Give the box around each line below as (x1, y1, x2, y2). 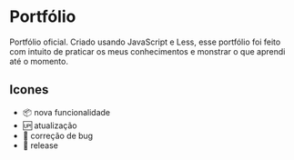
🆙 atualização (22, 120, 77, 131)
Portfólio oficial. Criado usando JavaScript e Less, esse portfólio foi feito (9, 36, 281, 47)
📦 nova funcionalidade (22, 106, 111, 117)
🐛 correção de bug (22, 130, 94, 141)
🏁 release (22, 139, 59, 151)
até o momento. (9, 55, 68, 66)
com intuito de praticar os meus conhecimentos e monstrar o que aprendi (9, 45, 286, 56)
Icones (9, 82, 49, 97)
